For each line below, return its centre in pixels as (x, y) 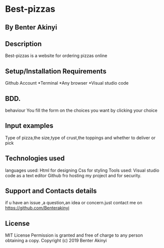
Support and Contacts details (51, 191)
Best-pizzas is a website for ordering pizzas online (56, 56)
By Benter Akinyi (31, 27)
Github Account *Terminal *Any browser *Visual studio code (67, 83)
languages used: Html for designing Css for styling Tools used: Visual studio (82, 170)
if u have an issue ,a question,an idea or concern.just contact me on (74, 203)
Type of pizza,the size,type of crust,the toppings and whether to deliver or (80, 138)
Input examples (29, 126)
